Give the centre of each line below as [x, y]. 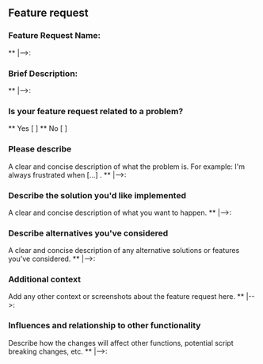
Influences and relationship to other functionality [105, 326]
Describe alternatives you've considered [88, 233]
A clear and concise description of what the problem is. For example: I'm [127, 167]
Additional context [45, 279]
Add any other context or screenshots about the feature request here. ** [126, 297]
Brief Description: [43, 73]
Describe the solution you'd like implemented [97, 195]
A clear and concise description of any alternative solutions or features [124, 251]
